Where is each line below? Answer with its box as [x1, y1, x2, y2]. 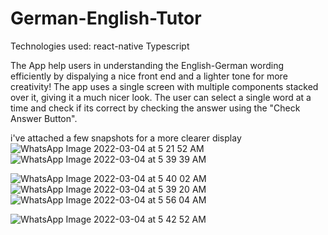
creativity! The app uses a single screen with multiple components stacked [10, 80, 319, 92]
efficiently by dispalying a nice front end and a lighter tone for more [10, 70, 288, 82]
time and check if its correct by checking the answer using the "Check [10, 102, 301, 114]
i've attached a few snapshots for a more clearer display [10, 132, 242, 144]
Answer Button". [10, 112, 78, 124]
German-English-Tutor [10, 7, 202, 30]
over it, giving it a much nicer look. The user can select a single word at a [10, 91, 312, 103]
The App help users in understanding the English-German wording [10, 59, 285, 71]
